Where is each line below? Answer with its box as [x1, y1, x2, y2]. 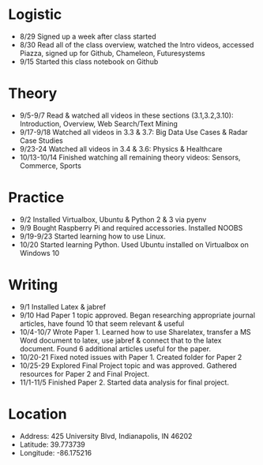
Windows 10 [19, 248, 60, 257]
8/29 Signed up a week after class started [19, 32, 156, 41]
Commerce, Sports [19, 160, 81, 171]
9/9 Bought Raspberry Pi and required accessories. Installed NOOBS [19, 223, 243, 232]
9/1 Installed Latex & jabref [19, 302, 107, 311]
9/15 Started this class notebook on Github [19, 57, 159, 66]
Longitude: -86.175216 [19, 448, 92, 457]
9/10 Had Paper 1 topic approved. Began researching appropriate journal [19, 310, 255, 320]
